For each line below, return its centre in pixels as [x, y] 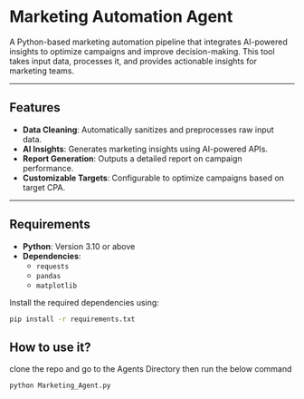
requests [52, 266]
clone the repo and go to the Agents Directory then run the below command [151, 369]
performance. [48, 168]
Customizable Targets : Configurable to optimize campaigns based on [153, 178]
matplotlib [57, 286]
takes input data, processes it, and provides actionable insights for [133, 61]
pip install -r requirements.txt [72, 319]
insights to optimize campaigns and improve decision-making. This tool [142, 51]
